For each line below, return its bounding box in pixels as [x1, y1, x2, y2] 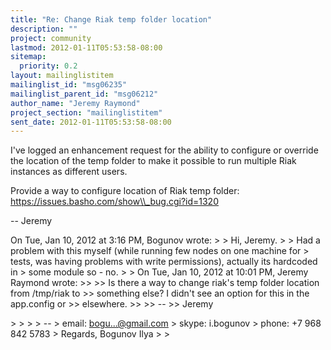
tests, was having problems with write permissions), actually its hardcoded [10, 256, 318, 268]
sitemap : [10, 52, 47, 62]
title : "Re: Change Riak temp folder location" [10, 14, 213, 25]
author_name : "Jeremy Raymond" [10, 98, 141, 108]
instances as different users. [10, 166, 128, 178]
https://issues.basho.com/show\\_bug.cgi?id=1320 [10, 196, 219, 208]
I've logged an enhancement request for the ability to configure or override [10, 144, 319, 156]
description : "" [10, 24, 78, 34]
